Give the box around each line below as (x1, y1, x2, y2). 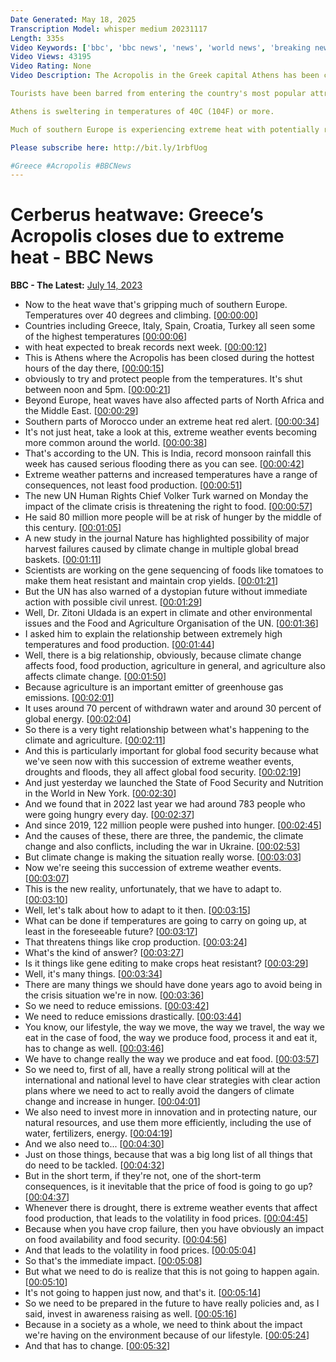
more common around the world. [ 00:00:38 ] (24, 437, 208, 449)
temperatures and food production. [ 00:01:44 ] (24, 639, 215, 651)
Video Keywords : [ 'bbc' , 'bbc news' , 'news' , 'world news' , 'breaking (10, 42, 311, 53)
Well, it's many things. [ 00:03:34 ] (24, 968, 163, 980)
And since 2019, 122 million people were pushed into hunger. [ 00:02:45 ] (24, 819, 322, 831)
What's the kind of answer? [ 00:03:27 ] (24, 947, 185, 959)
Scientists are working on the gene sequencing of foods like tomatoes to (24, 564, 324, 576)
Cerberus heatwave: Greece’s (10, 204, 264, 226)
